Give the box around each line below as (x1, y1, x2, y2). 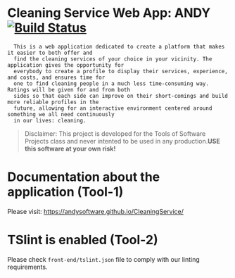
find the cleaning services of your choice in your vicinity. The (13, 55, 212, 63)
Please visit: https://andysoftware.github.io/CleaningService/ (7, 207, 184, 215)
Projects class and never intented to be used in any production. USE (24, 137, 220, 145)
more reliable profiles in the (7, 99, 99, 106)
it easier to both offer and (7, 49, 93, 56)
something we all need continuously (7, 110, 115, 118)
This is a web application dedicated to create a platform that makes (13, 43, 225, 50)
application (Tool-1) (7, 184, 124, 200)
